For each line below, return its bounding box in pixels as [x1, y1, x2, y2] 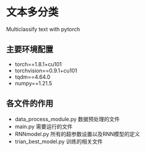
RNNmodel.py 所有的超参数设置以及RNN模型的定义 [14, 130, 140, 137]
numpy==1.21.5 [14, 79, 52, 87]
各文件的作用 [6, 98, 54, 109]
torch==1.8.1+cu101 [14, 60, 62, 67]
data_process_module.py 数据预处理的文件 [14, 115, 120, 122]
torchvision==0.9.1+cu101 [14, 67, 77, 74]
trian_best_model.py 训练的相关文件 [14, 138, 103, 145]
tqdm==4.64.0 [14, 73, 51, 81]
